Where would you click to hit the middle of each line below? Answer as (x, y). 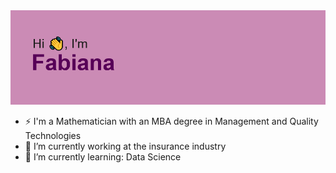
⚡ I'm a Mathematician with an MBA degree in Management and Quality (171, 121)
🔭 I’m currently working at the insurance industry (125, 146)
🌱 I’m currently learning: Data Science (103, 157)
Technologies (53, 136)
